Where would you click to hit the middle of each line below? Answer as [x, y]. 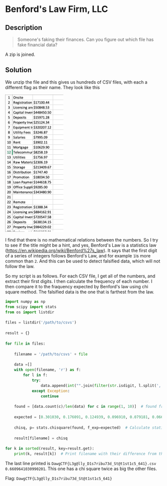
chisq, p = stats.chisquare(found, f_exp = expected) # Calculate [82, 427]
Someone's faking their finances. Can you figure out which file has [85, 39]
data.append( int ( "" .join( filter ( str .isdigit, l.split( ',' [102, 385]
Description [24, 28]
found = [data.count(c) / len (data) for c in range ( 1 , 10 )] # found [85, 407]
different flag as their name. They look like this [53, 87]
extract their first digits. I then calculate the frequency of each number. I [79, 281]
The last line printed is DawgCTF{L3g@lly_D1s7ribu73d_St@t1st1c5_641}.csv [81, 464]
